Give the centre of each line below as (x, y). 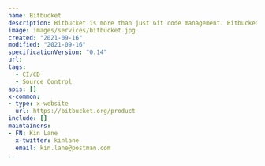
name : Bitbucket (35, 15)
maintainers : (30, 126)
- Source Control (44, 81)
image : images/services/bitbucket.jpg (72, 30)
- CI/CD (28, 74)
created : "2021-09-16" (45, 38)
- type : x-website (38, 104)
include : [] (28, 119)
